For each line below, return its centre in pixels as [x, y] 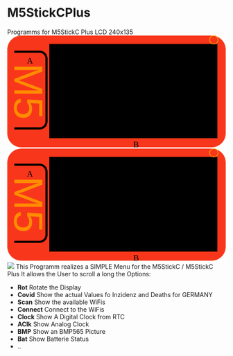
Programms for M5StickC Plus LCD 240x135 [70, 32]
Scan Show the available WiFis [61, 302]
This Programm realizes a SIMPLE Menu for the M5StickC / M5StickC [114, 266]
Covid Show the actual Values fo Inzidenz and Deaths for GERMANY [115, 294]
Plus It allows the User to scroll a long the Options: [79, 274]
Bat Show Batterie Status [53, 339]
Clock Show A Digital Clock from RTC [71, 317]
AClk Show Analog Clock [53, 324]
